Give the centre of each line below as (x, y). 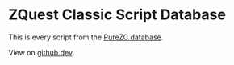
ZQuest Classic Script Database (117, 15)
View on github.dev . (42, 52)
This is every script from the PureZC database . (86, 37)
